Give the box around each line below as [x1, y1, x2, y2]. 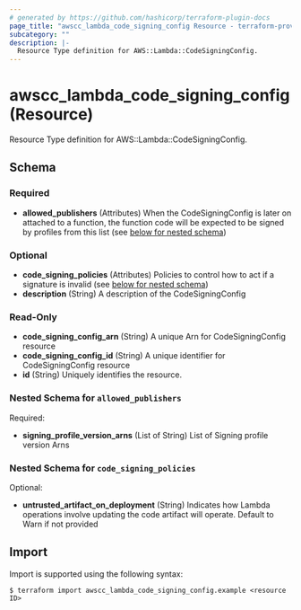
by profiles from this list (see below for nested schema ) [21, 226, 227, 237]
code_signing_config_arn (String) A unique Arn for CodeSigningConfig [21, 332, 287, 342]
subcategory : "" [9, 30, 70, 39]
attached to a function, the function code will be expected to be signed [21, 217, 285, 227]
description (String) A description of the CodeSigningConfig [21, 288, 246, 299]
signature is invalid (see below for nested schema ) [21, 279, 209, 290]
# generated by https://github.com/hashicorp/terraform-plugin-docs [9, 13, 271, 22]
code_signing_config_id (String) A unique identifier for [21, 350, 226, 361]
